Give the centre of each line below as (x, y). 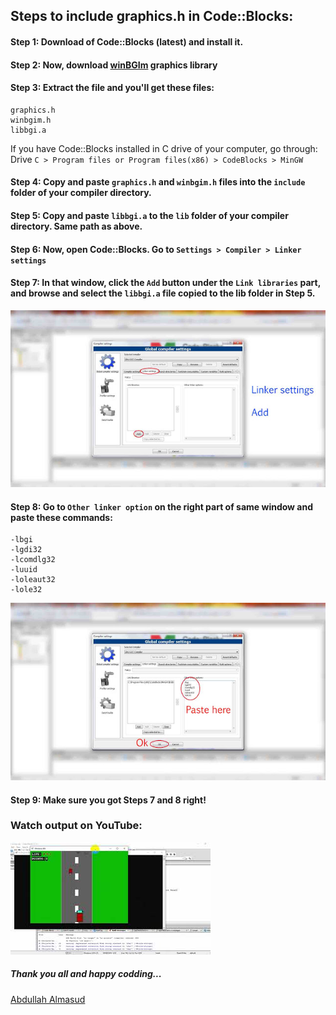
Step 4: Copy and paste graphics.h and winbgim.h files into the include (158, 182)
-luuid (24, 570)
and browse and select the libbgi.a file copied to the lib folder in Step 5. (163, 293)
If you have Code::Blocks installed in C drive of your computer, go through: (164, 148)
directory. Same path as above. (76, 226)
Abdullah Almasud (48, 999)
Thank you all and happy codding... (86, 974)
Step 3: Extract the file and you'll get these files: (112, 88)
